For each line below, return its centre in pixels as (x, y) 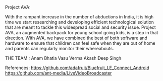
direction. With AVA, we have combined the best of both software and (76, 38)
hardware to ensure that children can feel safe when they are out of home (80, 43)
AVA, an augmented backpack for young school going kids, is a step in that (82, 33)
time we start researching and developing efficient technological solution (80, 22)
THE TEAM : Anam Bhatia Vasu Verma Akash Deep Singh (63, 58)
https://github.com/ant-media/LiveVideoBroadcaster (59, 73)
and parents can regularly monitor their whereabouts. (59, 48)
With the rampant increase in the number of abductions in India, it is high (79, 17)
